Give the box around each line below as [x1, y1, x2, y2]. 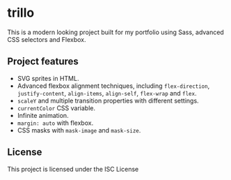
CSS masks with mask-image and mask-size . [17, 126, 141, 134]
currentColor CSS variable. [17, 103, 96, 112]
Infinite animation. [17, 111, 69, 119]
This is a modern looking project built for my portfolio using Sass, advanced [7, 28, 224, 36]
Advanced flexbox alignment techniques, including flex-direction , [17, 82, 210, 90]
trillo [7, 5, 35, 21]
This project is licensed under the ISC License [7, 165, 139, 173]
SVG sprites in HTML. [17, 74, 79, 82]
